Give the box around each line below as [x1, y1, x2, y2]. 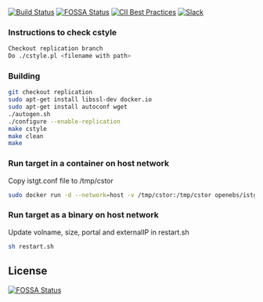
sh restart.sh [8, 242, 55, 250]
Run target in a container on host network [8, 158, 170, 169]
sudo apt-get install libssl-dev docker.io [8, 96, 153, 104]
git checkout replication [8, 89, 92, 96]
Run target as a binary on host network [8, 209, 159, 220]
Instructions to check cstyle [8, 27, 117, 38]
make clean [8, 132, 44, 140]
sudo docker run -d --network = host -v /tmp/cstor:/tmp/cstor [8, 191, 212, 199]
